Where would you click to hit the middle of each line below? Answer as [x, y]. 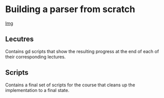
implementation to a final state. [37, 90]
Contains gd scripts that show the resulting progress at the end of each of [82, 51]
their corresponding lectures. [36, 57]
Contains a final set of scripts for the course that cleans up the [70, 85]
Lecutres [19, 39]
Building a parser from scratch [70, 9]
